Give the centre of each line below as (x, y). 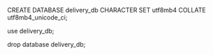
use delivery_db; (31, 31)
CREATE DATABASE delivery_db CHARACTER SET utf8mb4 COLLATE (106, 10)
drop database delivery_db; (46, 44)
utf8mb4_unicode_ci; (37, 17)
